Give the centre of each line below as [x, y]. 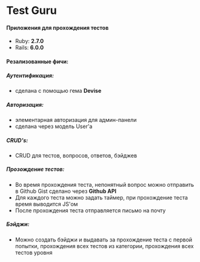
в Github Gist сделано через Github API [66, 191]
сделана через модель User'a [54, 126]
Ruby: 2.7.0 [29, 41]
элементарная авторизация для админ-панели [76, 119]
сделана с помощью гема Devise [58, 90]
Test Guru [32, 11]
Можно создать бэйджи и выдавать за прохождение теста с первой [104, 240]
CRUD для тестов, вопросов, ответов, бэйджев [76, 155]
